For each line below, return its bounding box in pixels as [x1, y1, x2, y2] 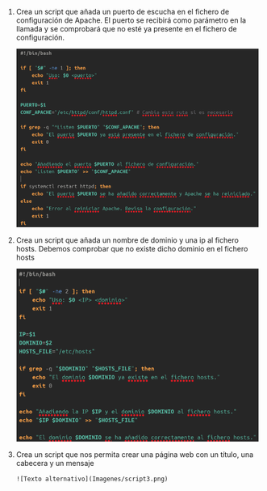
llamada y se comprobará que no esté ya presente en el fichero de [15, 24, 237, 33]
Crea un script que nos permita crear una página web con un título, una [15, 449, 254, 459]
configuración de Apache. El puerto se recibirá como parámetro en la [15, 15, 247, 25]
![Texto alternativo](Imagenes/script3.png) [15, 475, 169, 483]
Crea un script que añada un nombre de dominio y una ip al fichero [15, 235, 240, 245]
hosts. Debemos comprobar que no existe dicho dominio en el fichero [15, 243, 248, 253]
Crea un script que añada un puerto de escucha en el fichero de [15, 7, 230, 16]
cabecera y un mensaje [15, 458, 94, 468]
